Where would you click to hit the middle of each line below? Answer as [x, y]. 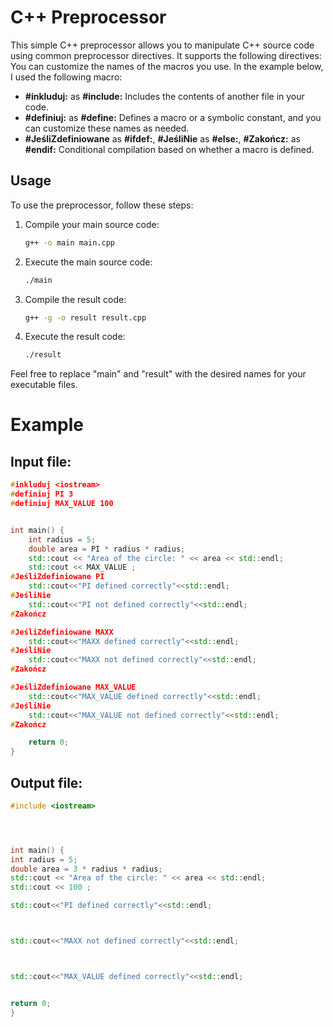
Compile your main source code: [92, 224]
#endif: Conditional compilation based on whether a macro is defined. [169, 149]
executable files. [44, 385]
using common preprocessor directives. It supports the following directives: [166, 55]
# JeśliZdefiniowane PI [57, 577]
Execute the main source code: [88, 262]
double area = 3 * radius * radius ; [86, 869]
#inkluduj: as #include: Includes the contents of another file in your [164, 96]
